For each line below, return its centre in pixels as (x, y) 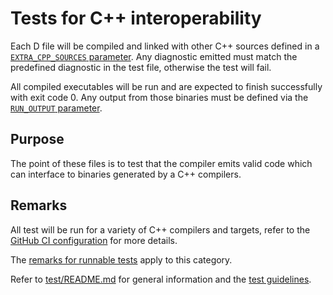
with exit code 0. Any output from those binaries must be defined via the (159, 97)
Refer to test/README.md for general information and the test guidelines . (161, 279)
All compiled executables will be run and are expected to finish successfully (166, 86)
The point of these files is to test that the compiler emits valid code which (161, 163)
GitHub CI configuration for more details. (94, 240)
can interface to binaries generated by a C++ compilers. (126, 174)
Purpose (37, 139)
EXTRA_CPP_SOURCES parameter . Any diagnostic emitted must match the (154, 56)
